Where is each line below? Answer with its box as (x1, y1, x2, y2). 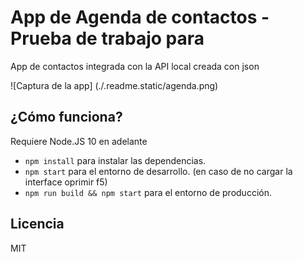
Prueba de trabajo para (10, 27, 205, 50)
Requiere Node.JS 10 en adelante (10, 135, 148, 147)
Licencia (10, 216, 65, 233)
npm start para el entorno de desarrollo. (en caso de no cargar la (24, 165, 293, 177)
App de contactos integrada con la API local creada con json (10, 60, 260, 72)
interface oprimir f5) (24, 176, 108, 188)
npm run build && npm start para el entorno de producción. (24, 186, 272, 198)
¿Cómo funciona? (10, 109, 123, 126)
